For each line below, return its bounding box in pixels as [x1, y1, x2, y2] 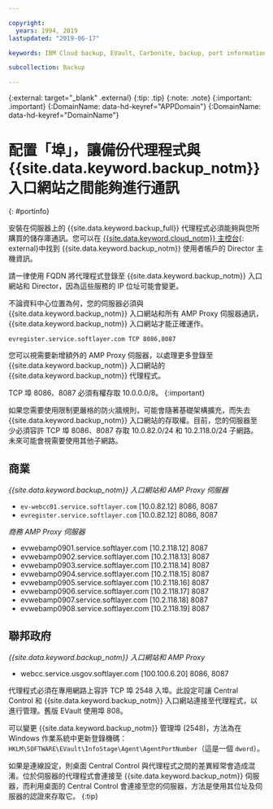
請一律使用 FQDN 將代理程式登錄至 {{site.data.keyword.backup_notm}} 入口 [8, 271, 262, 281]
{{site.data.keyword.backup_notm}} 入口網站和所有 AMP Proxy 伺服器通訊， [8, 308, 263, 318]
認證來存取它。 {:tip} [29, 791, 99, 801]
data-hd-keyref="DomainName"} [8, 111, 119, 120]
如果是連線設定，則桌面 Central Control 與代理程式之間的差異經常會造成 [8, 760, 249, 770]
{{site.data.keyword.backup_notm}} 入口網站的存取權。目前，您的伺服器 [8, 416, 251, 426]
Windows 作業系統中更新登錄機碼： [8, 733, 128, 743]
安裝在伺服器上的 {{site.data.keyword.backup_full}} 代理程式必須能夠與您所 [8, 223, 260, 233]
